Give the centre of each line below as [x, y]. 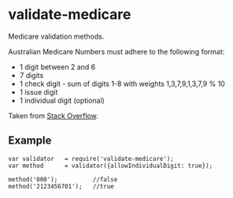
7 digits [31, 75]
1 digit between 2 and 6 [57, 67]
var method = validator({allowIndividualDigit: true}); [111, 166]
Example [30, 141]
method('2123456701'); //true [61, 186]
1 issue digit [39, 92]
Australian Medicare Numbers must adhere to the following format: [116, 51]
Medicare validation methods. [56, 36]
